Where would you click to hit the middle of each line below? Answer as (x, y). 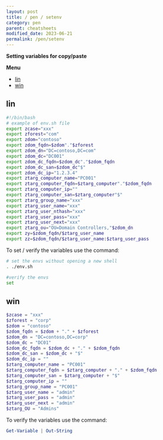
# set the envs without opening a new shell (62, 261)
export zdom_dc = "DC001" (35, 156)
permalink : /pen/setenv (35, 39)
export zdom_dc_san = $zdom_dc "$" (46, 167)
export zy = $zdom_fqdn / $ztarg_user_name (55, 234)
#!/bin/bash (21, 117)
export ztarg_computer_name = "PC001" (51, 178)
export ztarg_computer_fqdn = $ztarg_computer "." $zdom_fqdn (79, 184)
